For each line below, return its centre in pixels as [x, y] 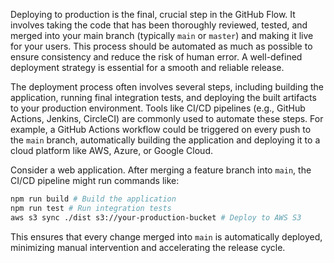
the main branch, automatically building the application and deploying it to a [165, 140]
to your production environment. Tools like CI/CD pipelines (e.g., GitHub [158, 108]
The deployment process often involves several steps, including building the [167, 87]
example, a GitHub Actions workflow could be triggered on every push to [161, 129]
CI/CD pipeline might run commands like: [95, 180]
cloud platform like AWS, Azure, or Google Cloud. [112, 150]
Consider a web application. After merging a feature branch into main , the [161, 170]
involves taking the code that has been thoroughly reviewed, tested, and [159, 25]
